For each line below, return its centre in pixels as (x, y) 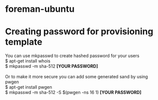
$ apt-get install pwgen (29, 87)
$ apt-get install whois (28, 61)
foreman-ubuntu (40, 9)
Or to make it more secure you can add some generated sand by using (77, 77)
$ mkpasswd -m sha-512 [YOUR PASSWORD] (52, 66)
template (24, 42)
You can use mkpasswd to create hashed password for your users (72, 56)
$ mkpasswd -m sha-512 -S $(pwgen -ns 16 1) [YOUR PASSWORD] (73, 93)
